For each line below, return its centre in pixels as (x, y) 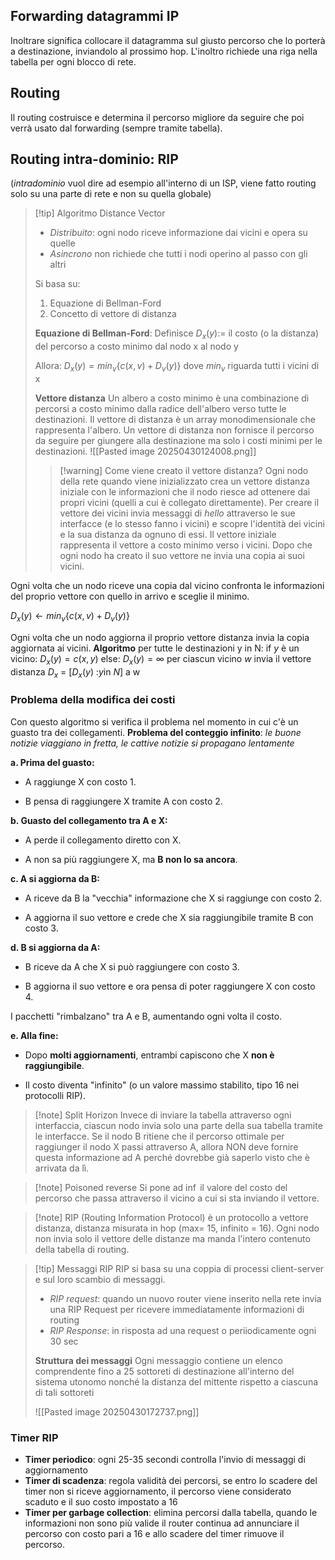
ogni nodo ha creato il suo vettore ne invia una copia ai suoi (182, 556)
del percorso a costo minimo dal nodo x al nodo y (136, 346)
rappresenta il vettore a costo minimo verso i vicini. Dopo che (186, 545)
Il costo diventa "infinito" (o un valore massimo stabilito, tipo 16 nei (162, 1085)
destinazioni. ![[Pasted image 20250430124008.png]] (145, 451)
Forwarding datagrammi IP (95, 16)
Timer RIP (34, 1437)
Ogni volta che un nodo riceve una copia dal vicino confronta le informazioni (167, 586)
